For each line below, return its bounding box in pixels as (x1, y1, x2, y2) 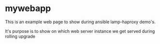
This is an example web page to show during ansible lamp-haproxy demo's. (5, 19, 156, 25)
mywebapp (5, 3, 51, 14)
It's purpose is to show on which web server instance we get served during (5, 28, 155, 34)
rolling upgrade (5, 33, 35, 39)
